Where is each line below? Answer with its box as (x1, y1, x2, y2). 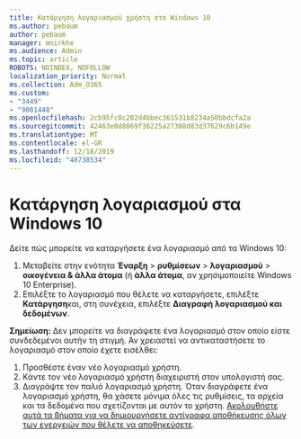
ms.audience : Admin (9, 47, 83, 56)
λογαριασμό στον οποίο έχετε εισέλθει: (9, 345, 159, 355)
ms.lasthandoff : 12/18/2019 (9, 147, 115, 156)
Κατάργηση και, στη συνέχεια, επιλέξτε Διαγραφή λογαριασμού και (22, 299, 283, 309)
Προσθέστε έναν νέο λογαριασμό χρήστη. (22, 362, 182, 373)
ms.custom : (9, 88, 50, 97)
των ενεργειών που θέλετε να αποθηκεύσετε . (22, 419, 195, 430)
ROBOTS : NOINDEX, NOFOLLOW (9, 64, 111, 73)
